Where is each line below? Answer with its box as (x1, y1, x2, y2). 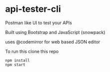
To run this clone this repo (5, 48, 59, 54)
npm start (5, 62, 26, 67)
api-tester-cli (5, 3, 61, 15)
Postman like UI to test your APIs (5, 20, 72, 26)
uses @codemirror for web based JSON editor (5, 38, 101, 45)
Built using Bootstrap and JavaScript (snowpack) (5, 29, 106, 35)
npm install (5, 58, 30, 63)
